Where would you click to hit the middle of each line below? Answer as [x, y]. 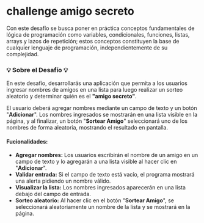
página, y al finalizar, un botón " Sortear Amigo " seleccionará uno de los [97, 121]
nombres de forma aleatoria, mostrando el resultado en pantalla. [87, 128]
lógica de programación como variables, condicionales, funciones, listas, [98, 34]
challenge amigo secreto [70, 11]
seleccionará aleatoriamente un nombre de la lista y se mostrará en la [103, 207]
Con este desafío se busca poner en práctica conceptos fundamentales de [100, 28]
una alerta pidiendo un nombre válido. [63, 181]
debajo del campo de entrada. [53, 194]
